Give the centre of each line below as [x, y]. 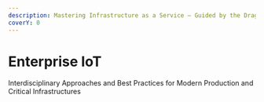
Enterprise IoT [55, 62]
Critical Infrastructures [44, 92]
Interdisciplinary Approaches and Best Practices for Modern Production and [131, 83]
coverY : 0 [24, 23]
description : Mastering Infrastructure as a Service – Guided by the [125, 15]
